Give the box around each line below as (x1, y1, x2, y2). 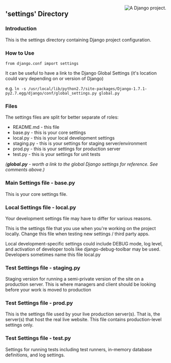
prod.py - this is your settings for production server (12, 146, 121, 152)
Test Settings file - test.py (5, 335, 71, 342)
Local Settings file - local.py (5, 203, 77, 211)
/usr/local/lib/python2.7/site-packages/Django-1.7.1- (28, 86, 147, 92)
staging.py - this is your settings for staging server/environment (12, 141, 147, 147)
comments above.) (5, 167, 45, 173)
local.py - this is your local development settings (12, 135, 115, 141)
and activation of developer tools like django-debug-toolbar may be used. (5, 246, 161, 252)
